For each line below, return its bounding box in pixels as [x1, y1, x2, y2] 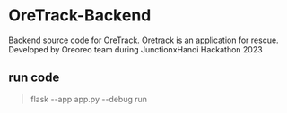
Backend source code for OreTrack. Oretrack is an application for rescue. [8, 35, 279, 45]
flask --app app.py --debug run [30, 93, 148, 104]
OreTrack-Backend [8, 5, 152, 26]
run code [8, 70, 60, 85]
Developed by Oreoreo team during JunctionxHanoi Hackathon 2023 [8, 44, 263, 54]
